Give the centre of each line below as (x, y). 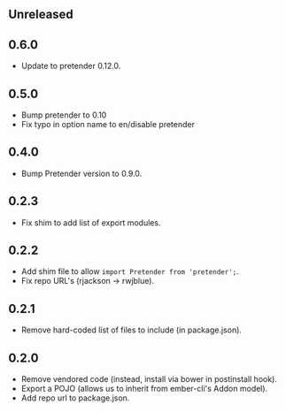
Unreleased (41, 15)
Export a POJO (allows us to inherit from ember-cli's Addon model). (144, 389)
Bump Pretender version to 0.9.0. (81, 173)
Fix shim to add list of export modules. (91, 222)
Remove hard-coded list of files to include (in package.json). (131, 330)
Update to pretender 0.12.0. (71, 66)
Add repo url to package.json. (75, 398)
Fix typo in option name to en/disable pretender (108, 125)
